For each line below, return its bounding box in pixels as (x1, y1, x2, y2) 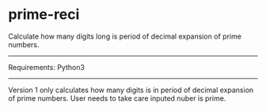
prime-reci (8, 6, 80, 24)
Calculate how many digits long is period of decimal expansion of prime (8, 31, 241, 41)
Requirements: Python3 (8, 62, 85, 72)
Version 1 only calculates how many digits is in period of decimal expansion (8, 85, 254, 94)
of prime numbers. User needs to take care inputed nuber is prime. (8, 93, 226, 103)
